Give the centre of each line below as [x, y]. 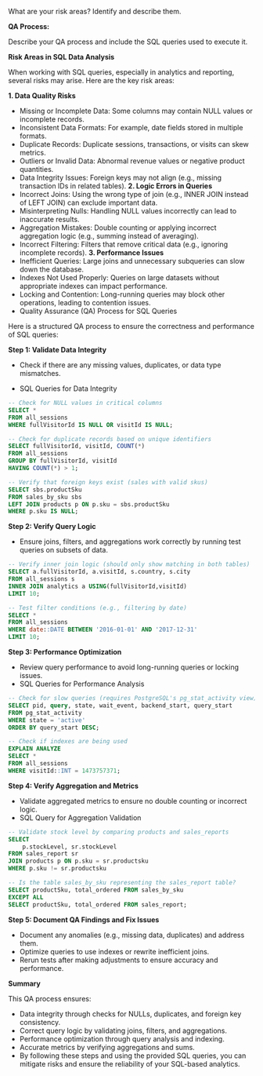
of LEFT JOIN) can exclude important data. [88, 202]
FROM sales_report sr [43, 854]
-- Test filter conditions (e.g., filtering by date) [98, 607]
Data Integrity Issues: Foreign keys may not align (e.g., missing [120, 177]
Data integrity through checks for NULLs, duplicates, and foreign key [130, 1014]
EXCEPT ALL [26, 897]
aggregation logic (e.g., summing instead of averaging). [109, 236]
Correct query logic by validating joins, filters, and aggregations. [123, 1030]
